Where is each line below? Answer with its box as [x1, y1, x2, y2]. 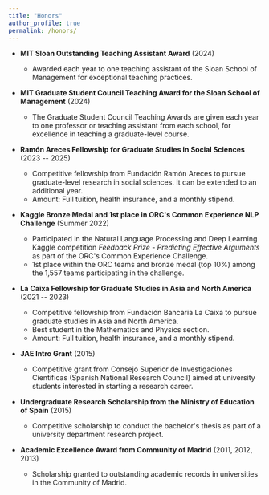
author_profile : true [8, 19, 81, 27]
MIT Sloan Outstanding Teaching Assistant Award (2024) [19, 49, 215, 59]
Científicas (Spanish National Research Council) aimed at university [31, 373, 255, 383]
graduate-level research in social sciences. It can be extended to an [31, 177, 257, 187]
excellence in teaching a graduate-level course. [31, 129, 190, 139]
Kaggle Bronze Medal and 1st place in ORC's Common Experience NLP [19, 210, 259, 220]
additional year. [31, 186, 83, 196]
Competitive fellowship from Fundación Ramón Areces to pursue [31, 169, 247, 179]
